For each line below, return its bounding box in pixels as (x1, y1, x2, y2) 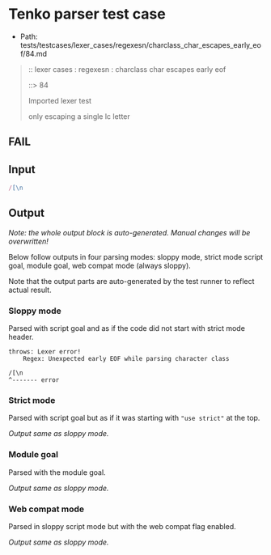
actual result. (8, 285, 52, 294)
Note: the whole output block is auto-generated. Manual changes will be (8, 227, 251, 237)
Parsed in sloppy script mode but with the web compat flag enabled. (8, 522, 236, 532)
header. (8, 333, 34, 342)
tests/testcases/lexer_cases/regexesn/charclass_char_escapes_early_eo (19, 40, 261, 49)
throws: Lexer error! (8, 348, 82, 356)
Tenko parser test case (8, 5, 166, 23)
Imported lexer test (28, 95, 91, 105)
